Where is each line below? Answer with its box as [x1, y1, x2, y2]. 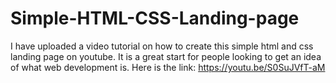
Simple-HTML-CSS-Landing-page [10, 7, 300, 30]
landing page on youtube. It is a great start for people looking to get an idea [10, 50, 322, 62]
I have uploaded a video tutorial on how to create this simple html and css [10, 40, 314, 52]
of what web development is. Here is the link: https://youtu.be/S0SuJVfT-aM [10, 61, 326, 73]
